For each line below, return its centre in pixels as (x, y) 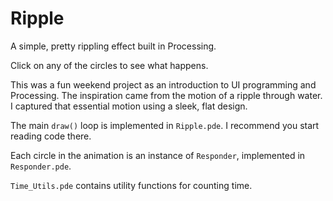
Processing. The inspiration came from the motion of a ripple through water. (166, 95)
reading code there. (51, 136)
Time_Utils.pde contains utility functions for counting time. (131, 185)
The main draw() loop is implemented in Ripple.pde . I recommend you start (165, 125)
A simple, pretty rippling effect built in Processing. (113, 46)
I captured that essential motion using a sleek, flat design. (129, 106)
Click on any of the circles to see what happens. (109, 65)
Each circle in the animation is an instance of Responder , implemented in (158, 155)
